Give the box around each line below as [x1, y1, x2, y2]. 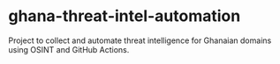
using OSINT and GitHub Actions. [8, 44, 130, 54]
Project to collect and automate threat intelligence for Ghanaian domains [8, 35, 272, 46]
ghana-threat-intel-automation [8, 6, 241, 26]
